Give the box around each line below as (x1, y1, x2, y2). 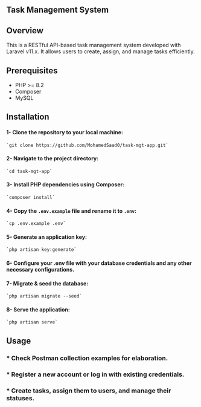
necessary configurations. (6, 266, 75, 273)
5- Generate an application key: (6, 233, 88, 241)
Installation (6, 112, 49, 122)
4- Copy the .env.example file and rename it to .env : (6, 207, 137, 214)
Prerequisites (6, 65, 58, 76)
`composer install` (6, 195, 56, 201)
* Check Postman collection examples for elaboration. (6, 354, 168, 362)
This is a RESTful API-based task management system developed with (6, 42, 181, 49)
